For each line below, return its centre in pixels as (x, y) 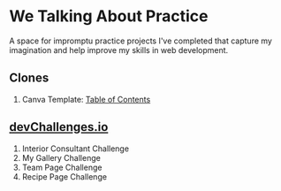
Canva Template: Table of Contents (86, 99)
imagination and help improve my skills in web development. (119, 50)
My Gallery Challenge (61, 157)
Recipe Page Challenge (65, 176)
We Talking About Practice (109, 16)
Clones (29, 78)
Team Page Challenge (62, 167)
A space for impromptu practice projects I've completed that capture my (140, 41)
